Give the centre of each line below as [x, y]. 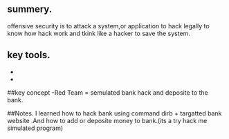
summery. [30, 9]
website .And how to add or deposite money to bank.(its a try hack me [107, 120]
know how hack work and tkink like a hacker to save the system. [99, 33]
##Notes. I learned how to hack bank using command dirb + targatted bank [114, 113]
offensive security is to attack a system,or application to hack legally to [108, 26]
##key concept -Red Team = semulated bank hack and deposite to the [108, 92]
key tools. [29, 55]
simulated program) [35, 128]
